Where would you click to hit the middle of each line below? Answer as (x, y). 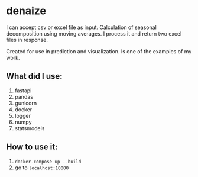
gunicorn (26, 103)
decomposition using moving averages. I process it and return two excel (94, 33)
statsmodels (30, 128)
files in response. (27, 40)
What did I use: (35, 76)
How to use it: (32, 147)
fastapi (23, 91)
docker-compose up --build (48, 162)
